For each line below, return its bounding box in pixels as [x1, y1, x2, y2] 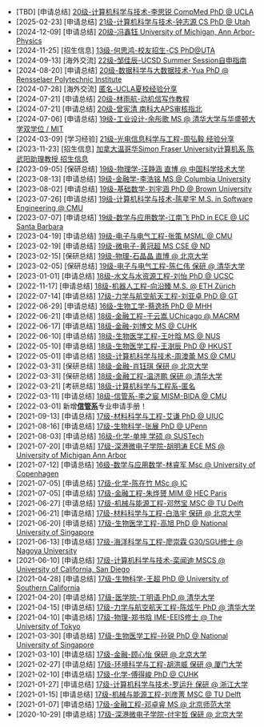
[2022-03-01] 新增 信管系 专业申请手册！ [15, 401, 148, 411]
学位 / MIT [30, 124, 64, 134]
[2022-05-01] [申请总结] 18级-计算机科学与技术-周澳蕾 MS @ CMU [15, 351, 236, 360]
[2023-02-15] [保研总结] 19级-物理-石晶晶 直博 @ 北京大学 [15, 251, 209, 260]
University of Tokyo [15, 621, 81, 631]
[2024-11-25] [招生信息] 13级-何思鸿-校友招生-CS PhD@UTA [15, 46, 216, 54]
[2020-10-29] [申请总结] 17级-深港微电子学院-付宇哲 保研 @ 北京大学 [15, 709, 243, 719]
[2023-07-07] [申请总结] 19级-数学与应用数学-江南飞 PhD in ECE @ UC [15, 213, 250, 222]
